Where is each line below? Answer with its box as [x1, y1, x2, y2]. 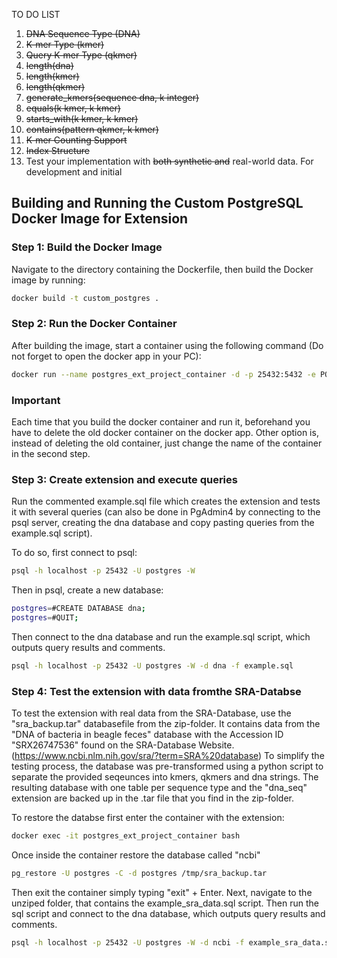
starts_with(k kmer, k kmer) [25, 113, 139, 124]
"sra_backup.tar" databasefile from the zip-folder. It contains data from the [11, 718, 321, 730]
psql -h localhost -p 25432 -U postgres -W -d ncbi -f [11, 937, 245, 948]
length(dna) [25, 60, 74, 71]
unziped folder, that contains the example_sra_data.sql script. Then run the [11, 897, 320, 909]
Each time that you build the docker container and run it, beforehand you [11, 416, 311, 428]
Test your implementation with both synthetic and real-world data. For [25, 155, 314, 167]
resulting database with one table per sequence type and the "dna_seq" [11, 782, 308, 794]
